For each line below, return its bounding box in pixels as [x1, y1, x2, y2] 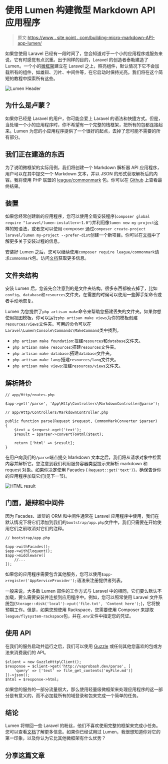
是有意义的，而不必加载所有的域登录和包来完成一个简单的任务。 [9, 693, 141, 699]
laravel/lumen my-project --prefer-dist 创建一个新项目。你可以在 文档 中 [5, 232, 156, 238]
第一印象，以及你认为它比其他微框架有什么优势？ [5, 735, 106, 741]
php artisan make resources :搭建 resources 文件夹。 [12, 344, 119, 350]
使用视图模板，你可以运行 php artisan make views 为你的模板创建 [5, 315, 138, 321]
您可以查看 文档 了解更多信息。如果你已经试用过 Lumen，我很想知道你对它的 [5, 729, 161, 735]
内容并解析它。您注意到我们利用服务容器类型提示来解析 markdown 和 [5, 461, 148, 466]
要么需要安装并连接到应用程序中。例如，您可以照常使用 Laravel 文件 [18, 594, 158, 600]
